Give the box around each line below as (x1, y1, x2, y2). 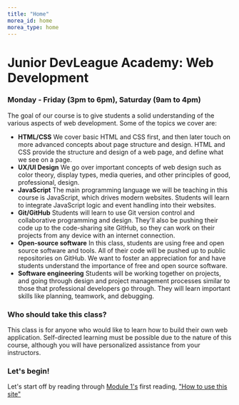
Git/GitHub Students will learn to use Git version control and (17, 208, 195, 217)
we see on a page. (17, 155, 73, 164)
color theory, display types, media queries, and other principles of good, (17, 170, 230, 179)
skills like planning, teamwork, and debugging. (17, 292, 155, 300)
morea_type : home (7, 24, 59, 31)
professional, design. (17, 178, 80, 186)
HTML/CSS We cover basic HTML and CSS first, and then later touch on (17, 133, 230, 141)
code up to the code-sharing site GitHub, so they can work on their (17, 223, 215, 232)
